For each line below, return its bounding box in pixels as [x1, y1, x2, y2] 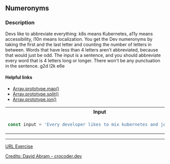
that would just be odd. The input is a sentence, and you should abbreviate [5, 52, 161, 58]
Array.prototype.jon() [12, 96, 57, 102]
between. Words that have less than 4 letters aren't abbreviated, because [5, 46, 158, 52]
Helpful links [5, 74, 33, 80]
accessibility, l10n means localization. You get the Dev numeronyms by [5, 36, 153, 42]
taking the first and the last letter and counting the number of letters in [5, 41, 152, 47]
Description [5, 19, 35, 26]
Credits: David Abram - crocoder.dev [5, 153, 82, 159]
